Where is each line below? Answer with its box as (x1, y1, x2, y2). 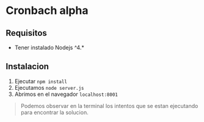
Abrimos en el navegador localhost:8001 (14, 90, 118, 98)
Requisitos (5, 28, 47, 38)
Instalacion (5, 61, 49, 72)
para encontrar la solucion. (20, 109, 89, 116)
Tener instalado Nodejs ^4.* (14, 44, 85, 51)
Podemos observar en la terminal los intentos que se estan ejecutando (20, 102, 199, 109)
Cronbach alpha (5, 4, 89, 18)
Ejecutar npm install (14, 77, 68, 85)
